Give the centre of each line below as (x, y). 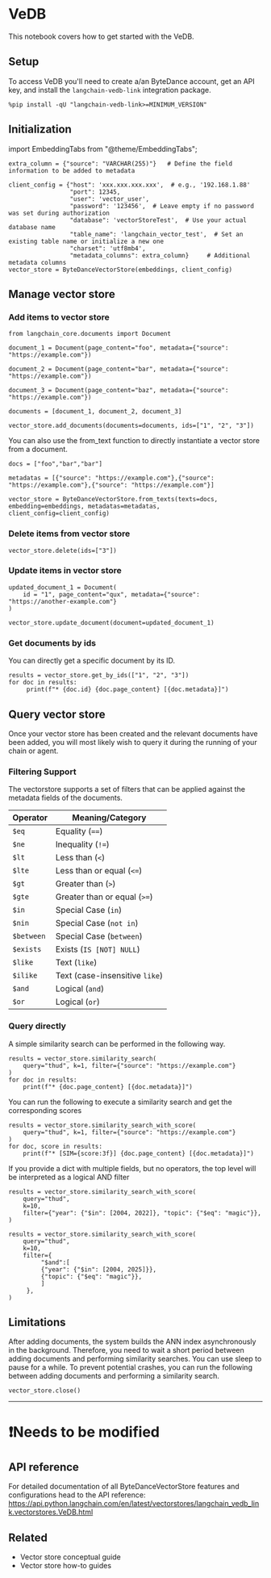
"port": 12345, (95, 192)
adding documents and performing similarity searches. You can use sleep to (135, 1359)
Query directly (38, 1026)
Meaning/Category (109, 818)
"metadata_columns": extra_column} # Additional (160, 255)
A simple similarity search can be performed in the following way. (117, 1044)
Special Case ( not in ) (97, 923)
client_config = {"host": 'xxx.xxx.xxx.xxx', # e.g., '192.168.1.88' (129, 185)
